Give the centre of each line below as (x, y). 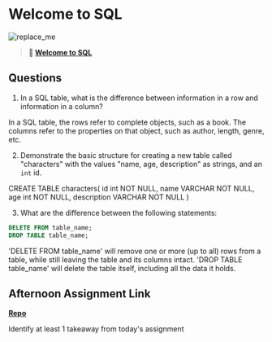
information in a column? (61, 106)
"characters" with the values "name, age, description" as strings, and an (141, 164)
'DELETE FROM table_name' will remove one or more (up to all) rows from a (135, 251)
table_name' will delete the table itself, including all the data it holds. (122, 268)
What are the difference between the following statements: (119, 213)
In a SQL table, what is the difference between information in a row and (139, 98)
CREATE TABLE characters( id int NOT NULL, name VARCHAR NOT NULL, (132, 188)
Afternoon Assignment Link (80, 294)
